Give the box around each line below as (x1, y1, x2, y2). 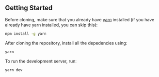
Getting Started (5, 4, 53, 12)
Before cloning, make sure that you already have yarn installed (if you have (5, 16, 155, 22)
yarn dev (5, 67, 23, 72)
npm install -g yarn (5, 31, 47, 36)
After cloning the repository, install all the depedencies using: (5, 40, 127, 46)
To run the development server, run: (5, 58, 77, 64)
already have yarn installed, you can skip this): (5, 22, 98, 28)
